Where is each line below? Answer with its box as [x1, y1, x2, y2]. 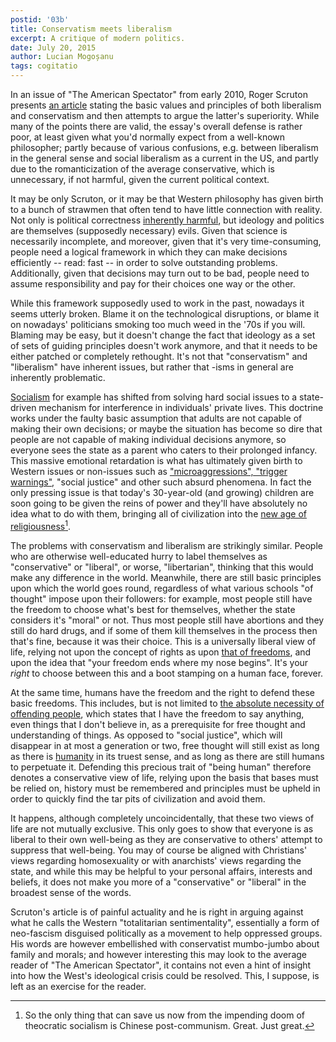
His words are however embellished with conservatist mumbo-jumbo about [10, 937, 320, 950]
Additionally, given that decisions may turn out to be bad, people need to [10, 267, 310, 279]
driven [10, 402, 37, 413]
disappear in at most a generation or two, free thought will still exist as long [10, 739, 320, 751]
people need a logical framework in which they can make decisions [10, 246, 288, 258]
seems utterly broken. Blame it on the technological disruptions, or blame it [10, 308, 320, 320]
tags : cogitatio [10, 61, 78, 71]
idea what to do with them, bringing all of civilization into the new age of [10, 508, 307, 520]
